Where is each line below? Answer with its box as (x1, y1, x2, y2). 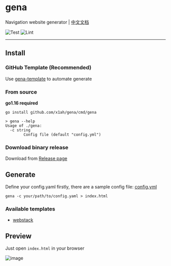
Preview (5, 231, 32, 241)
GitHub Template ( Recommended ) (5, 64, 92, 71)
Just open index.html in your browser (5, 245, 85, 251)
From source (5, 88, 37, 95)
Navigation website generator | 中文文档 (5, 19, 89, 25)
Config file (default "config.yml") (23, 132, 101, 137)
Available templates (5, 205, 55, 212)
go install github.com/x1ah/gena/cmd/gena (5, 110, 97, 115)
